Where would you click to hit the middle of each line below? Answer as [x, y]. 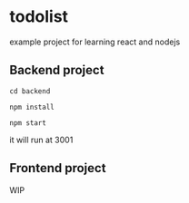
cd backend [30, 91]
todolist [39, 17]
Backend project [57, 70]
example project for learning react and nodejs [95, 42]
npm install [32, 107]
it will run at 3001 [41, 140]
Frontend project [58, 168]
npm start [28, 123]
